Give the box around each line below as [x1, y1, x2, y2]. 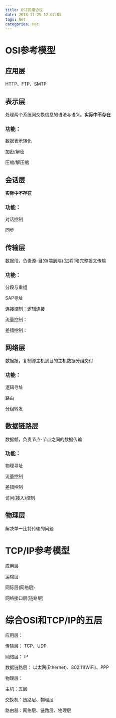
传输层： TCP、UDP [5, 643, 47, 649]
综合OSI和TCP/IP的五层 [5, 614, 103, 626]
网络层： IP [5, 654, 29, 660]
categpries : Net [5, 21, 39, 27]
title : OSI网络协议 [5, 7, 43, 13]
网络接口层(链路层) [5, 595, 44, 601]
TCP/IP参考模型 [5, 545, 70, 557]
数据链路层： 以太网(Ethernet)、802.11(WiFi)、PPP [5, 664, 109, 670]
